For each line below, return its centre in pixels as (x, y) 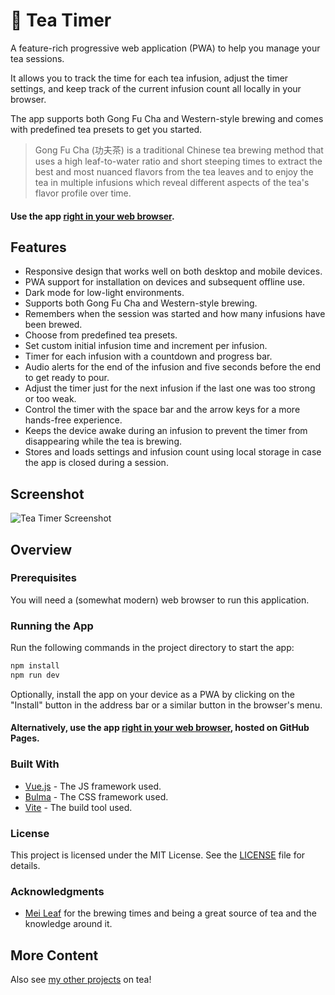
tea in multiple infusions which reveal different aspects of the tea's (172, 182)
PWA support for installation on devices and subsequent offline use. (164, 282)
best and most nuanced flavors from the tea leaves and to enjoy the (174, 171)
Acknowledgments (57, 891)
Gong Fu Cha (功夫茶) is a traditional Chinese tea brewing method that (179, 150)
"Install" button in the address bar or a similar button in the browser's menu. (166, 705)
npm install (35, 666)
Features (38, 247)
